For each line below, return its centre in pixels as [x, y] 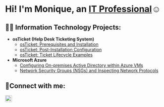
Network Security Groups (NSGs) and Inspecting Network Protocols [89, 71]
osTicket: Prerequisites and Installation [59, 44]
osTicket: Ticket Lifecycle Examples [56, 55]
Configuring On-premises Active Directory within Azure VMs [82, 65]
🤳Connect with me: [35, 86]
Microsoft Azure [29, 60]
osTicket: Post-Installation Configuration [61, 50]
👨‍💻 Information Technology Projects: [63, 27]
